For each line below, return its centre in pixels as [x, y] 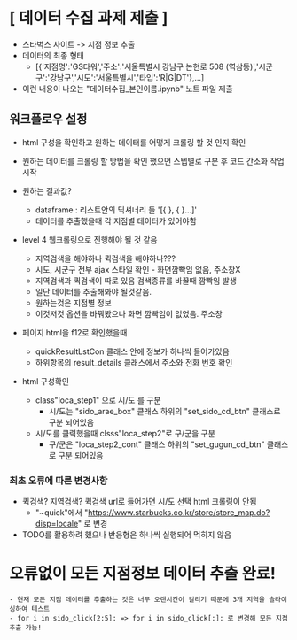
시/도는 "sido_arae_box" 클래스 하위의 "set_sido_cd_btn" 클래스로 [164, 411]
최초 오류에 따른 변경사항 [59, 481]
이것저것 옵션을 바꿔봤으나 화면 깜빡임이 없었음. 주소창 [129, 313]
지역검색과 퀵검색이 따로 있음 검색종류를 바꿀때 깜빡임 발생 [136, 281]
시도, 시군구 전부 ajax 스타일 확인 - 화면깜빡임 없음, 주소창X [138, 269]
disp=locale [56, 524]
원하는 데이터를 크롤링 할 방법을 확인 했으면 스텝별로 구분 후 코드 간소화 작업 [153, 161]
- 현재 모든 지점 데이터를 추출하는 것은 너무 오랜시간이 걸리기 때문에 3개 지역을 [137, 599]
